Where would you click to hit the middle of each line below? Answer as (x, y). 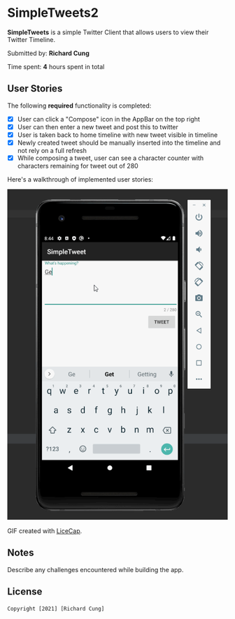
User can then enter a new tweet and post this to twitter (98, 126)
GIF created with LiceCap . (45, 531)
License (25, 592)
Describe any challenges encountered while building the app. (95, 569)
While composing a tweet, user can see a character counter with (111, 158)
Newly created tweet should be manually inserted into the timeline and (119, 143)
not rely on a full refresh (52, 151)
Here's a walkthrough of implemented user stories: (80, 180)
